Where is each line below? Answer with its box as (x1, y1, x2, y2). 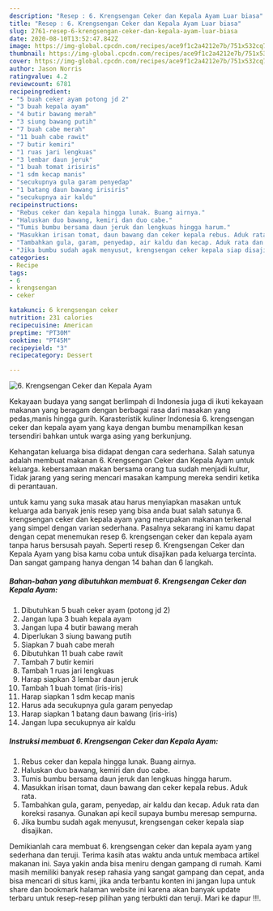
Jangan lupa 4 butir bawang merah (20, 623, 139, 632)
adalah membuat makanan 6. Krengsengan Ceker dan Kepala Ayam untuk (9, 456, 255, 466)
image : (9, 42, 32, 50)
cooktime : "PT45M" (9, 336, 71, 345)
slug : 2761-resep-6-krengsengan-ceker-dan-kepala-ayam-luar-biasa (9, 27, 238, 35)
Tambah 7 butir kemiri (20, 657, 94, 667)
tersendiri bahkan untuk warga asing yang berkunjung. (9, 432, 192, 441)
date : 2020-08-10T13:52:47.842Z (9, 34, 118, 43)
